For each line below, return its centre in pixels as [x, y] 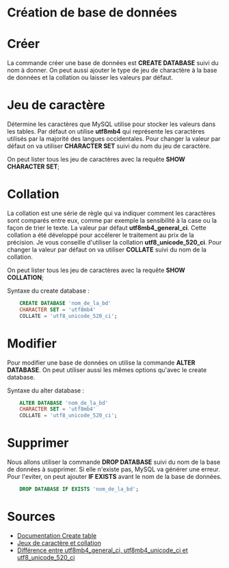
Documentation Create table [57, 535]
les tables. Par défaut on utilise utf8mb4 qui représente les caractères [106, 132]
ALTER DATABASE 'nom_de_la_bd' [64, 403]
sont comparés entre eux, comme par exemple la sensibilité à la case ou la [112, 220]
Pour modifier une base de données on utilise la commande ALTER [102, 362]
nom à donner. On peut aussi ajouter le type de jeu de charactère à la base [112, 71]
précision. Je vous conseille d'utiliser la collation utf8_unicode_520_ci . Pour [114, 242]
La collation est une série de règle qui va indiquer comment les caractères [111, 213]
